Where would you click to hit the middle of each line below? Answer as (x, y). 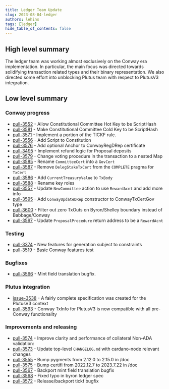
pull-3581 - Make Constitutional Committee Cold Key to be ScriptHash (85, 129)
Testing (15, 234)
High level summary (37, 49)
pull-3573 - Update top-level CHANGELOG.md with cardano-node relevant (86, 349)
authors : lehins (22, 19)
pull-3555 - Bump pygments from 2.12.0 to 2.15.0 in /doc (71, 359)
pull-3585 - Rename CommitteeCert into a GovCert (64, 161)
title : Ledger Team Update (34, 10)
